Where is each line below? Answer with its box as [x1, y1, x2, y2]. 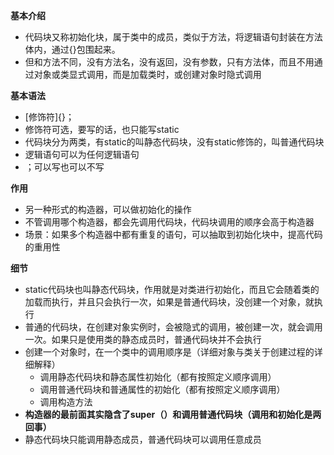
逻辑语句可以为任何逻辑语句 [24, 149, 140, 160]
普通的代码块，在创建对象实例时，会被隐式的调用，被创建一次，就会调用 [24, 321, 323, 333]
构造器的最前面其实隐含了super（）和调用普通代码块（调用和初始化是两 [24, 409, 322, 420]
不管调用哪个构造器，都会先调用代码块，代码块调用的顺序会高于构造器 [24, 216, 315, 228]
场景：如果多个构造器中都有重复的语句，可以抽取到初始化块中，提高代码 [24, 229, 323, 240]
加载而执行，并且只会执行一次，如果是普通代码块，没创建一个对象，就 [24, 296, 315, 308]
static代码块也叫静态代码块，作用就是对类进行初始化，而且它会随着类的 [24, 284, 320, 295]
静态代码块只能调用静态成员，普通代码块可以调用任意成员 [24, 434, 262, 445]
